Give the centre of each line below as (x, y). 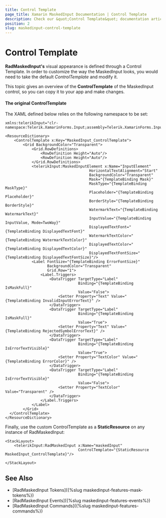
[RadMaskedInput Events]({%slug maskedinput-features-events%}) (81, 501)
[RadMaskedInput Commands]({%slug (51, 506)
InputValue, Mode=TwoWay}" (33, 223)
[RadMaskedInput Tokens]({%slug (47, 490)
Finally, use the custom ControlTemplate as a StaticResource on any (75, 427)
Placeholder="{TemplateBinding (121, 193)
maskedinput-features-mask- (113, 490)
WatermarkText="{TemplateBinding (124, 210)
